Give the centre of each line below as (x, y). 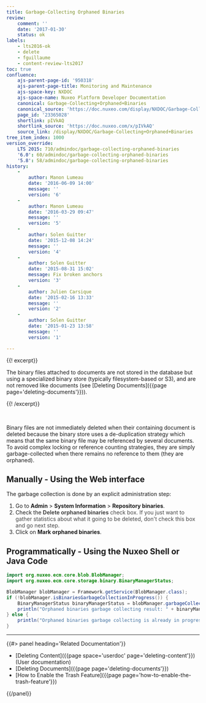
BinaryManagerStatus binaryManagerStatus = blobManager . (92, 603)
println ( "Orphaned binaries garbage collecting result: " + (96, 609)
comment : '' (32, 23)
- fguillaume (34, 58)
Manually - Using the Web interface (76, 479)
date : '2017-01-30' (42, 29)
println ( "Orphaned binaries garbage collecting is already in (98, 621)
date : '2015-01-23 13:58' (62, 326)
